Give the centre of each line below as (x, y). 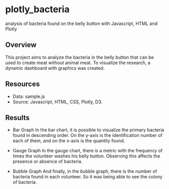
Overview (21, 45)
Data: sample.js (29, 96)
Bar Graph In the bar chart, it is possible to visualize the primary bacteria (88, 130)
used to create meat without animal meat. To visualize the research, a (78, 63)
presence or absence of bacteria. (47, 161)
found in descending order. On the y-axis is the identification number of (87, 136)
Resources (23, 84)
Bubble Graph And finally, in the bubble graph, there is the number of (85, 171)
